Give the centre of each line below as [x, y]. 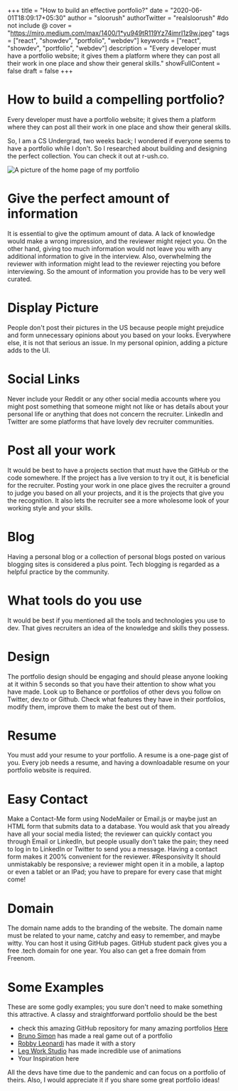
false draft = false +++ [40, 71]
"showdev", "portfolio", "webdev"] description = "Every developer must [112, 48]
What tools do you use [75, 600]
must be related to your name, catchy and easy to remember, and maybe [114, 936]
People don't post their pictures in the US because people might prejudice [116, 327]
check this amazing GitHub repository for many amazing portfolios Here [123, 1028]
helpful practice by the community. [59, 572]
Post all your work [61, 450]
